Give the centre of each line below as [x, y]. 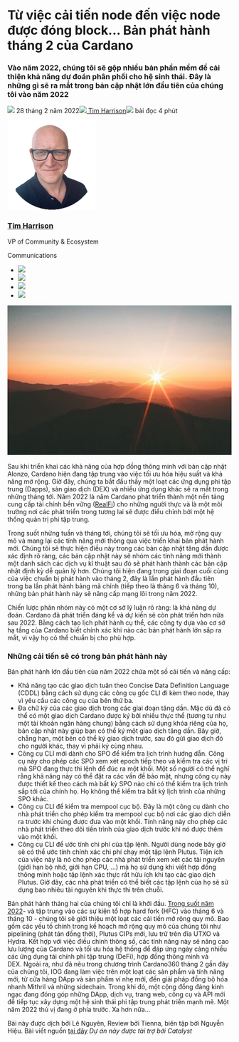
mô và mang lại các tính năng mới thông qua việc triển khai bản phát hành [116, 541]
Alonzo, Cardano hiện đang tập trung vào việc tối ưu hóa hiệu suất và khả [115, 474]
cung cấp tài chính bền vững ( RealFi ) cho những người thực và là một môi [115, 504]
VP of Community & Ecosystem [53, 241]
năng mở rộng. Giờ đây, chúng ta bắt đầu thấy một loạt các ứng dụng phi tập [119, 481]
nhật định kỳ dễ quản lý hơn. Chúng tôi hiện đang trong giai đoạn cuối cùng [118, 571]
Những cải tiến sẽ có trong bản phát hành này [87, 656]
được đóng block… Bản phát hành [109, 30]
